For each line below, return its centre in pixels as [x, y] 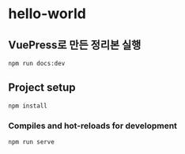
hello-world [47, 14]
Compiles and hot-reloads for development [93, 126]
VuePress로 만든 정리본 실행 [75, 45]
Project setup [42, 88]
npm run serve [32, 142]
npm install [28, 106]
